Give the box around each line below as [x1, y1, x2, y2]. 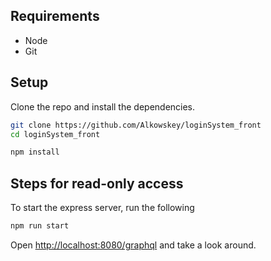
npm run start [10, 221, 70, 231]
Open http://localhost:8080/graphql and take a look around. [10, 239, 257, 251]
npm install [10, 147, 60, 158]
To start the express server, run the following [10, 202, 195, 214]
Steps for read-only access [10, 175, 184, 192]
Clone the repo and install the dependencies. [10, 100, 196, 113]
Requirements [10, 8, 100, 25]
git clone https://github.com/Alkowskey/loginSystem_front [10, 120, 262, 130]
